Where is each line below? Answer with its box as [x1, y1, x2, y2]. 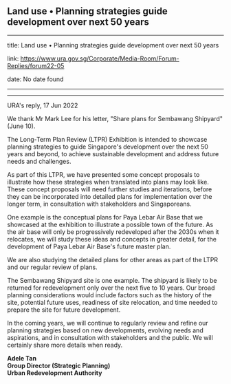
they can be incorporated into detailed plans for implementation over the [7, 192, 212, 200]
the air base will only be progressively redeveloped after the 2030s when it [7, 227, 219, 236]
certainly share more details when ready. [7, 341, 123, 349]
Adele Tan [7, 354, 36, 362]
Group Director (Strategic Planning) [7, 361, 111, 370]
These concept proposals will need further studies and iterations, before [7, 185, 212, 193]
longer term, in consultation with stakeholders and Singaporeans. [7, 200, 192, 208]
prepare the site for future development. [7, 306, 121, 314]
